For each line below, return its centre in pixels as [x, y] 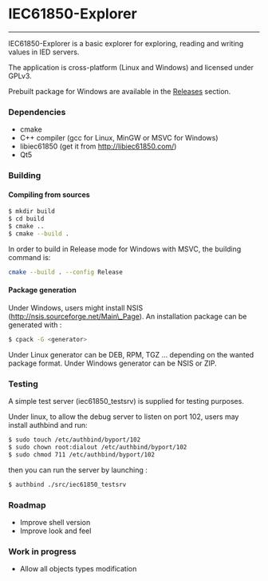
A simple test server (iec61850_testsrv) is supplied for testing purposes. [126, 401]
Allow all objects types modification [78, 569]
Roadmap [27, 505]
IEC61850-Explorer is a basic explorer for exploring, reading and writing [126, 43]
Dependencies [37, 112]
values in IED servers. [44, 52]
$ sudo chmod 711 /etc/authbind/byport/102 [82, 455]
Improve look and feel [55, 531]
